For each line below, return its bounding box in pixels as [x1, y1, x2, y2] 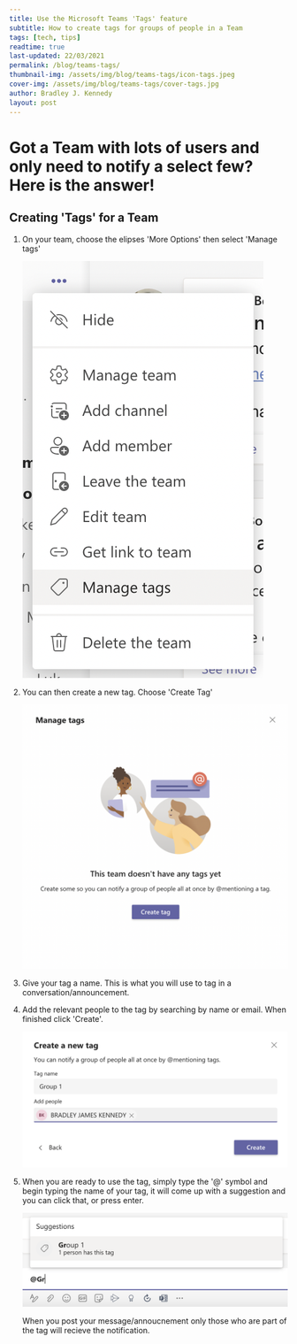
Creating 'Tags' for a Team [9, 211, 159, 226]
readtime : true [9, 42, 65, 51]
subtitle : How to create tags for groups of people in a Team [9, 23, 243, 33]
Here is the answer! [9, 175, 155, 195]
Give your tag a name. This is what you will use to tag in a [21, 978, 232, 988]
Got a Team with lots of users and [9, 137, 260, 157]
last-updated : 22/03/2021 [9, 51, 104, 61]
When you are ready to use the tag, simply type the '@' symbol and [21, 1176, 268, 1187]
